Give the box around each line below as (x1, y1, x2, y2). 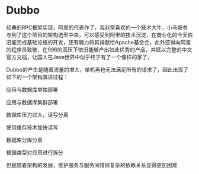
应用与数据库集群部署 (6, 98, 58, 105)
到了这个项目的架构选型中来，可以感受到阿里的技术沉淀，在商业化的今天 (11, 31, 188, 38)
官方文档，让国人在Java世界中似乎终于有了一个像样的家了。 (6, 53, 153, 60)
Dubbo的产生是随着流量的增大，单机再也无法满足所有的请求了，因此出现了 (6, 66, 188, 73)
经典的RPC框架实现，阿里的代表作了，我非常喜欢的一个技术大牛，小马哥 (6, 24, 183, 31)
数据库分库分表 (6, 136, 43, 143)
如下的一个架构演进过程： (6, 73, 69, 80)
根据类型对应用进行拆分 (6, 149, 63, 156)
